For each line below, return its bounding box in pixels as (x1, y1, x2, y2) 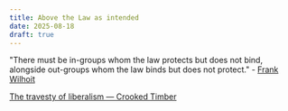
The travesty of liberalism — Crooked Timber (9, 91, 177, 102)
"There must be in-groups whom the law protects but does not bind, (9, 55, 264, 66)
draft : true (9, 30, 54, 39)
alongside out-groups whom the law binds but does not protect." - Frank (9, 64, 279, 75)
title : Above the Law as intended (9, 13, 140, 23)
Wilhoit (9, 74, 36, 85)
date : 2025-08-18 (9, 22, 75, 31)
